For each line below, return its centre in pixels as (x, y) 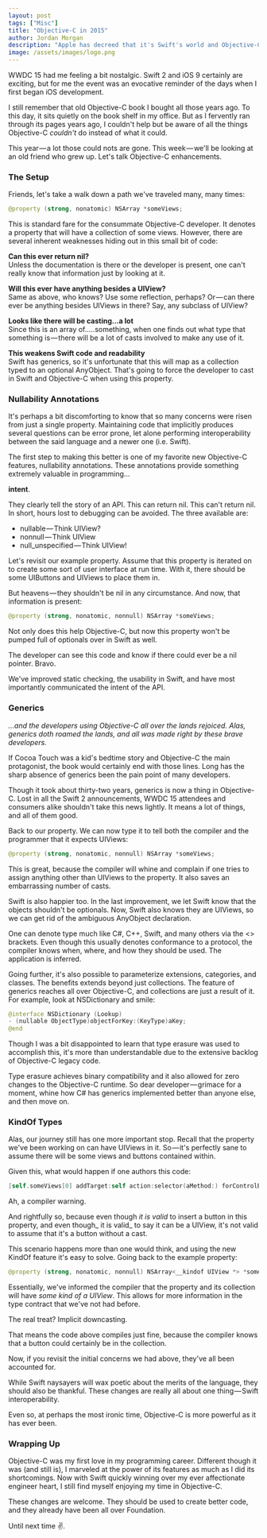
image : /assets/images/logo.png (62, 52)
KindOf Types (35, 1123)
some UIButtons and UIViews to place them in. (84, 578)
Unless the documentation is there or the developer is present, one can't (127, 265)
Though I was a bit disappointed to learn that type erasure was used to (124, 1044)
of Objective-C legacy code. (54, 1061)
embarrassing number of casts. (60, 886)
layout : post (30, 15)
